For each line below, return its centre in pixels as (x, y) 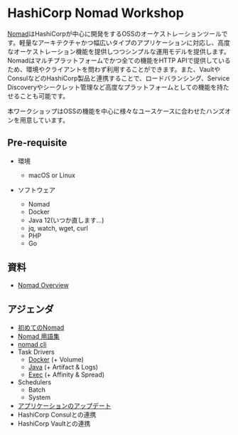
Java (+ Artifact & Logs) (63, 367)
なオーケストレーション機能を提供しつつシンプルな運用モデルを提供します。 (119, 51)
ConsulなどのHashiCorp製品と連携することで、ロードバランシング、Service (119, 78)
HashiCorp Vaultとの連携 (54, 424)
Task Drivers (36, 352)
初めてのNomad (41, 327)
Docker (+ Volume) (56, 360)
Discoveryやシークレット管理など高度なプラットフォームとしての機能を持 (115, 87)
